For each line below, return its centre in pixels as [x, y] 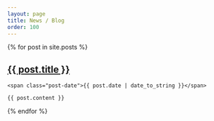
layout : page [26, 14]
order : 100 [23, 27]
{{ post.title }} [39, 69]
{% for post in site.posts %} [48, 47]
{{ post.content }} [36, 98]
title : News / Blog [36, 21]
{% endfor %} [28, 111]
